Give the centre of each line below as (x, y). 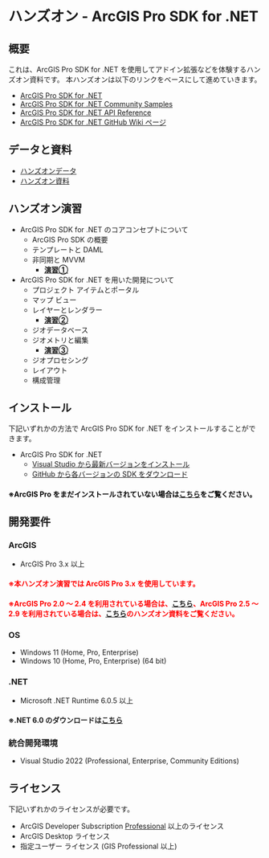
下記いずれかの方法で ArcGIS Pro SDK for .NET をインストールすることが (128, 429)
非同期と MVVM (59, 259)
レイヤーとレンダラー (67, 309)
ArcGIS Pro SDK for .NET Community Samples (96, 104)
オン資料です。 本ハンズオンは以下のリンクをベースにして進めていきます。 (138, 80)
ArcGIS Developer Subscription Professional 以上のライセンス (122, 826)
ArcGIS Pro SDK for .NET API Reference (86, 112)
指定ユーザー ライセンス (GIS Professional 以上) (98, 846)
